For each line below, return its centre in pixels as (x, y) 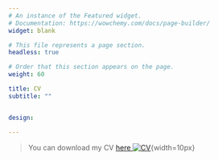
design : (21, 118)
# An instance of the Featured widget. (75, 16)
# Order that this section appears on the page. (91, 67)
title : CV (25, 89)
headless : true (34, 53)
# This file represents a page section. (77, 45)
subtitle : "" (30, 96)
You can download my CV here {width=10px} (111, 147)
